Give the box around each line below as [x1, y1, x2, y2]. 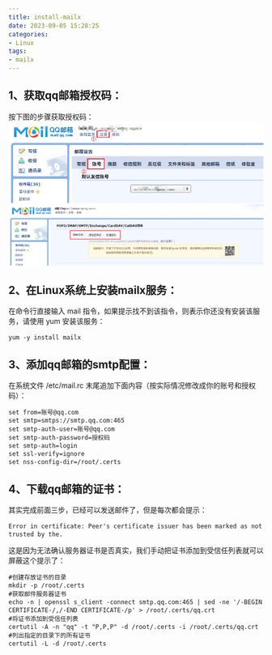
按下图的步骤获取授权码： [8, 112, 94, 121]
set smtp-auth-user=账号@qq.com [8, 425, 115, 433]
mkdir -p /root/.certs [8, 581, 85, 589]
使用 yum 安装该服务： [29, 317, 105, 326]
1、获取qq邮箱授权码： [8, 89, 123, 103]
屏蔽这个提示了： [8, 555, 66, 565]
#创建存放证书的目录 [8, 573, 67, 581]
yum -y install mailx [8, 334, 82, 342]
